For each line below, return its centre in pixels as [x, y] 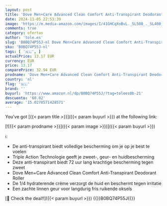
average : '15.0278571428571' [35, 103]
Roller [18, 178]
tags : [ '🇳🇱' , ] [23, 51]
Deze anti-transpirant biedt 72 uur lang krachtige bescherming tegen [83, 162]
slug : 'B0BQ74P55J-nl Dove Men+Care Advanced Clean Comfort [69, 42]
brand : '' [15, 89]
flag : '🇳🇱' [17, 84]
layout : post [19, 10]
